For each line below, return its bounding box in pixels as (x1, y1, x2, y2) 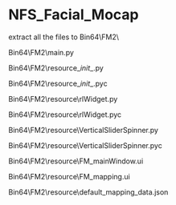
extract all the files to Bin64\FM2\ (8, 32, 119, 42)
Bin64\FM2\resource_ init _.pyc (8, 78, 108, 88)
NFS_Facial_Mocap (8, 6, 139, 24)
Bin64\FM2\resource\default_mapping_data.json (8, 187, 169, 197)
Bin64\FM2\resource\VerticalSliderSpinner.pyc (8, 140, 162, 150)
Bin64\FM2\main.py (8, 47, 75, 57)
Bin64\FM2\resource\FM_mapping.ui (8, 171, 130, 181)
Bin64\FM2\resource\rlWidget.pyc (8, 110, 122, 119)
